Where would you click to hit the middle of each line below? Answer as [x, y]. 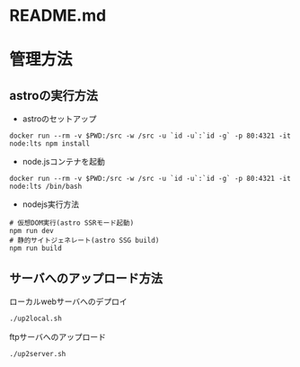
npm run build [36, 248]
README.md [58, 16]
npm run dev [31, 231]
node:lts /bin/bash [46, 187]
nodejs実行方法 [50, 204]
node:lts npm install [50, 144]
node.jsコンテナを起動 [64, 162]
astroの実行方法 [54, 95]
